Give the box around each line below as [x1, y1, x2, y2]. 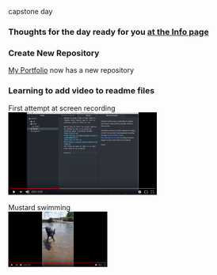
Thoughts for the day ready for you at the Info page [8, 26, 209, 37]
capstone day [8, 7, 53, 16]
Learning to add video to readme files [8, 85, 155, 96]
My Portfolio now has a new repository [8, 66, 135, 75]
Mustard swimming [8, 203, 71, 213]
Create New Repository [8, 47, 100, 58]
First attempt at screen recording [8, 103, 116, 113]
